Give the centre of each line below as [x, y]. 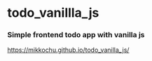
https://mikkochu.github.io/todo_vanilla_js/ [68, 50]
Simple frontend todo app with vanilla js [76, 35]
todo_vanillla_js [53, 13]
